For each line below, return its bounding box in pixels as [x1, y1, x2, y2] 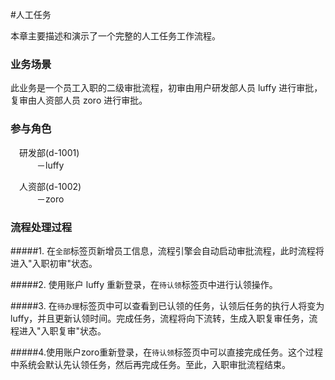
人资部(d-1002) [19, 180, 82, 192]
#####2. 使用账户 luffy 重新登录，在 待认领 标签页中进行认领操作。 [10, 278, 278, 290]
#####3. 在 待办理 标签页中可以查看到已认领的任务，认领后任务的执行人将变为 [10, 299, 325, 312]
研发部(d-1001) [19, 146, 80, 158]
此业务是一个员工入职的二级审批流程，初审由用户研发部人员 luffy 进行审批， [10, 82, 323, 94]
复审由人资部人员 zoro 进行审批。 [10, 94, 148, 107]
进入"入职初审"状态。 [10, 257, 98, 269]
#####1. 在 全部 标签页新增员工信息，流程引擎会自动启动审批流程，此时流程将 [10, 244, 325, 257]
